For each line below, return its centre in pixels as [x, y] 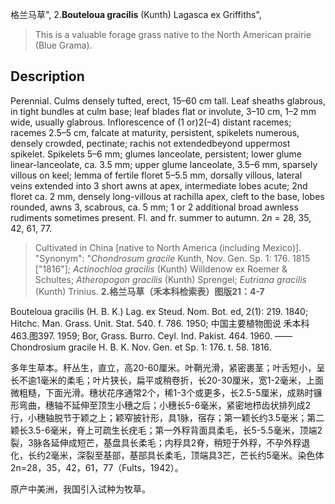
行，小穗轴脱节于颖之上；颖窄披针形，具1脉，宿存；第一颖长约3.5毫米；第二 [167, 417]
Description [47, 76]
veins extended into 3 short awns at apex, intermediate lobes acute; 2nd [159, 185]
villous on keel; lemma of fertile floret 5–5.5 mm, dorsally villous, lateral [156, 175]
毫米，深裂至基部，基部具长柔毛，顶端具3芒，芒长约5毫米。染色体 [187, 455]
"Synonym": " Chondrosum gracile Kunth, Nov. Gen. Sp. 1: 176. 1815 [172, 258]
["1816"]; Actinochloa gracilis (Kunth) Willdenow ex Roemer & [161, 269]
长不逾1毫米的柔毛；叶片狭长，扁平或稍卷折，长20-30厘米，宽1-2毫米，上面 [167, 380]
